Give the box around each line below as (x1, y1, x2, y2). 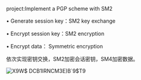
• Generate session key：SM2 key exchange (6, 17, 116, 24)
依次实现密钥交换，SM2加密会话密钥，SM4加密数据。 (6, 56, 139, 62)
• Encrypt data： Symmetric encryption (6, 43, 103, 50)
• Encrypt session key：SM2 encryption (6, 30, 105, 37)
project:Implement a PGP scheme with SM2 (6, 5, 113, 12)
